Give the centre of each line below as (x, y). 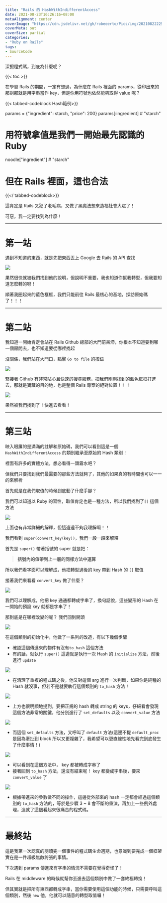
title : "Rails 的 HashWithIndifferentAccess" (53, 10)
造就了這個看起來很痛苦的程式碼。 (56, 810)
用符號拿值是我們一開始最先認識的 (75, 135)
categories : (17, 38)
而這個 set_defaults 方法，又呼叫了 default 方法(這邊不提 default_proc (85, 733)
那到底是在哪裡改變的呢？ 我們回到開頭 (45, 617)
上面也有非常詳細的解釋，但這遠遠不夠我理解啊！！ (57, 527)
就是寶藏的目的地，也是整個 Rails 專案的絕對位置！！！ (74, 385)
